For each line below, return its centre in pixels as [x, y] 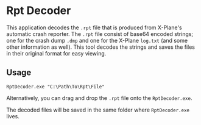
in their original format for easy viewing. [56, 53]
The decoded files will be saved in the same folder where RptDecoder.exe [98, 110]
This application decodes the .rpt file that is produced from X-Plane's [94, 27]
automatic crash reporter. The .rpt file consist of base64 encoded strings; [100, 34]
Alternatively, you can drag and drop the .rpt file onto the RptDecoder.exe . [99, 98]
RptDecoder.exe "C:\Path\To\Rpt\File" [55, 87]
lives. [13, 116]
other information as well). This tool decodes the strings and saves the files [100, 47]
